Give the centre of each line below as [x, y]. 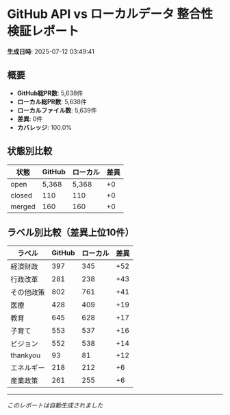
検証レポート [43, 31]
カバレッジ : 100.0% [44, 127]
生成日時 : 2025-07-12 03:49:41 [51, 51]
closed [22, 195]
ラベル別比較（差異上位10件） [71, 232]
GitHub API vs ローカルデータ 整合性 [110, 14]
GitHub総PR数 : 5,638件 [50, 93]
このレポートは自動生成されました [55, 405]
